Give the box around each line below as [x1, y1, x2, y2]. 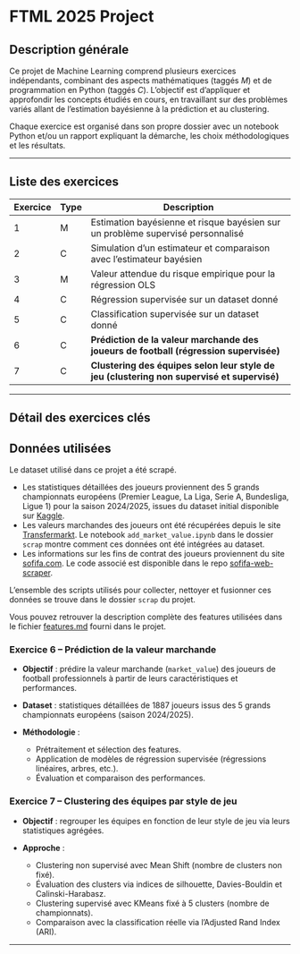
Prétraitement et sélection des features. [35, 745, 181, 755]
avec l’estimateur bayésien [90, 252, 203, 265]
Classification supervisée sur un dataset [90, 307, 259, 319]
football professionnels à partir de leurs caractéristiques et [21, 673, 238, 684]
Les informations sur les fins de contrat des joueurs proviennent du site [21, 549, 286, 559]
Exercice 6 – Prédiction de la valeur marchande [9, 643, 217, 655]
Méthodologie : [21, 727, 80, 737]
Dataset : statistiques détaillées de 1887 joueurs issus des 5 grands [21, 700, 271, 711]
